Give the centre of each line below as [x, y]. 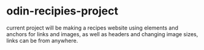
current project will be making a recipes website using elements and [93, 28]
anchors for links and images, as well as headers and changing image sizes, [102, 34]
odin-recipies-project [62, 11]
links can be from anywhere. [42, 40]
